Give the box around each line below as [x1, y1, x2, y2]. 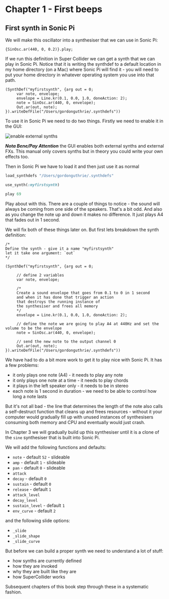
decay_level [12, 498, 38, 503]
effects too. [5, 154, 29, 160]
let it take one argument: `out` [5, 250, 76, 256]
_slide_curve [12, 539, 40, 544]
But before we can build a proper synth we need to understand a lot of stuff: [5, 547, 163, 554]
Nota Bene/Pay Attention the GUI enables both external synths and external [5, 143, 164, 149]
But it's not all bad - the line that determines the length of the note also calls [5, 403, 163, 409]
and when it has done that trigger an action [16, 295, 114, 300]
